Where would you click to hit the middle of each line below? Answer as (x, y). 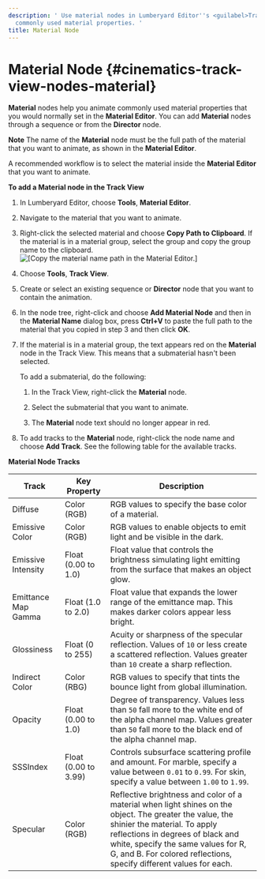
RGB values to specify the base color (178, 505)
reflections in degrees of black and (174, 834)
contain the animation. (56, 298)
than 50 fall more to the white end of (176, 710)
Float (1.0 (82, 603)
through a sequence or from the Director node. (85, 125)
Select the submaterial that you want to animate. (110, 408)
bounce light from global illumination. (179, 687)
